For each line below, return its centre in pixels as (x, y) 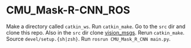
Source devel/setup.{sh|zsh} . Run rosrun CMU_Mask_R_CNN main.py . (88, 39)
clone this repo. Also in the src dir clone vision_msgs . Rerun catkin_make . (95, 32)
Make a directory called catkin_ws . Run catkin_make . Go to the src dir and (96, 26)
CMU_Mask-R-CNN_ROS (68, 10)
